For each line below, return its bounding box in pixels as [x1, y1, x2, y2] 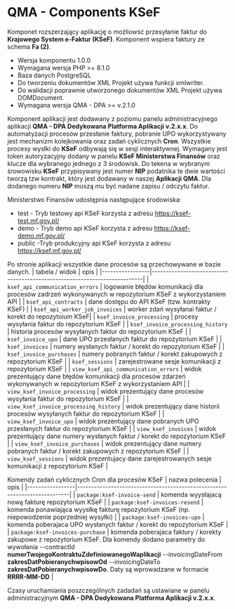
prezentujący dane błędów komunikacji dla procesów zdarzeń [7, 372, 186, 380]
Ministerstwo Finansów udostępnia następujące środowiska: [7, 195, 182, 204]
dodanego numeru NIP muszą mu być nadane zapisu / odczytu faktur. [7, 181, 210, 190]
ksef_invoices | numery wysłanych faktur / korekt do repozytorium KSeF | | [7, 342, 225, 350]
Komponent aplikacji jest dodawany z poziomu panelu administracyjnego [7, 114, 218, 123]
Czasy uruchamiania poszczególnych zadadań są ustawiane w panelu [7, 586, 210, 594]
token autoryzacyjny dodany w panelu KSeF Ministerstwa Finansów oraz [7, 152, 221, 160]
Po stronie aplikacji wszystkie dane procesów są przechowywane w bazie [7, 259, 221, 268]
